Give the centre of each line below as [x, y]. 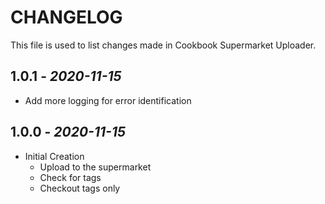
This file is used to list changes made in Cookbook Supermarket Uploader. [163, 45]
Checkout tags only [80, 188]
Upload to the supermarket [95, 167]
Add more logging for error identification [108, 100]
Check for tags [70, 177]
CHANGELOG [66, 17]
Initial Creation [54, 156]
